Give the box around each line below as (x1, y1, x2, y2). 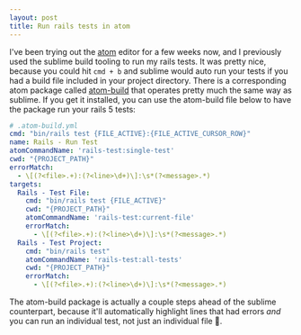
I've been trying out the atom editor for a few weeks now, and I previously (9, 46, 282, 57)
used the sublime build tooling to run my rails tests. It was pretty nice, (9, 56, 267, 67)
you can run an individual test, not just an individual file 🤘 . (9, 316, 223, 326)
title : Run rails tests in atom (9, 22, 130, 31)
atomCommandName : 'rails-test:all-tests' (25, 255, 182, 264)
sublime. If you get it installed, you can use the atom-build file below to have (9, 94, 292, 104)
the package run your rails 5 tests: (9, 104, 137, 114)
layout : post (9, 13, 58, 23)
